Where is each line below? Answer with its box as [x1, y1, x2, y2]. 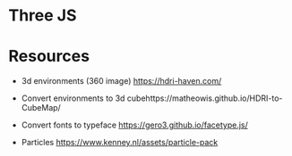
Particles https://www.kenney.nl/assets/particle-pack [21, 137, 219, 148]
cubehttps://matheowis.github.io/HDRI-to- [126, 93, 283, 103]
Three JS [8, 5, 77, 26]
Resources [8, 46, 90, 67]
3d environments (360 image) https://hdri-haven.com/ [21, 76, 222, 86]
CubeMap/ [21, 103, 62, 113]
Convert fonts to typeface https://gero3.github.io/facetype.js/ [21, 119, 248, 130]
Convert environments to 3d [21, 93, 125, 103]
